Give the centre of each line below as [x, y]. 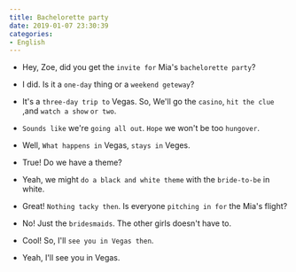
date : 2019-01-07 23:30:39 [59, 26]
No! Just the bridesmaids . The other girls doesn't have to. [127, 223]
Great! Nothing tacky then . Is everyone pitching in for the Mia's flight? [155, 206]
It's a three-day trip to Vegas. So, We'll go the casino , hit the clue [148, 102]
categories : [31, 34]
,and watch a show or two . [69, 111]
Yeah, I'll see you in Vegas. [71, 258]
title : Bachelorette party [59, 17]
